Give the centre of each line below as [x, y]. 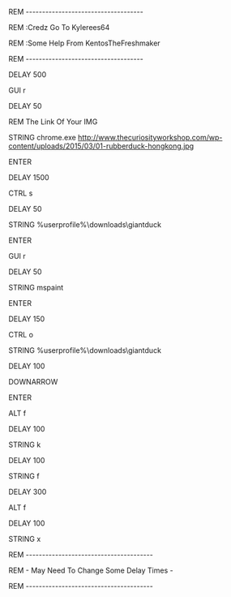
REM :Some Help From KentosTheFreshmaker [84, 43]
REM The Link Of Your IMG [53, 122]
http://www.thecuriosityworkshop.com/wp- [150, 137]
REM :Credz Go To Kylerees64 [59, 27]
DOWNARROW [33, 382]
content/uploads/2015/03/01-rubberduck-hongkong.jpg [101, 146]
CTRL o [21, 335]
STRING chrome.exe [43, 137]
